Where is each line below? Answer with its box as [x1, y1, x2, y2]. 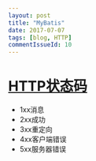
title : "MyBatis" [8, 19, 65, 27]
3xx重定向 [19, 125, 53, 134]
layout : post [8, 11, 51, 20]
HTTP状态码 [8, 77, 88, 95]
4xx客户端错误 [19, 135, 67, 144]
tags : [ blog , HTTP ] [8, 33, 72, 42]
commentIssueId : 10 [8, 41, 72, 49]
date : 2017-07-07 [8, 26, 65, 34]
